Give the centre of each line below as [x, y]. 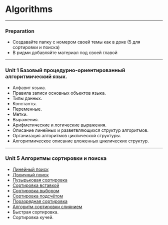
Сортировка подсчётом [38, 196]
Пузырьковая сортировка [40, 180]
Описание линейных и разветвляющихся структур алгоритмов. [80, 130]
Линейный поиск [30, 169]
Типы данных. [27, 98]
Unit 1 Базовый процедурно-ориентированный [65, 70]
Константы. [24, 103]
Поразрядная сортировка [40, 201]
